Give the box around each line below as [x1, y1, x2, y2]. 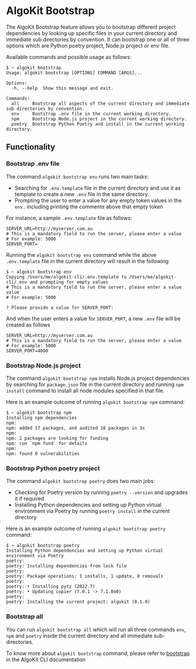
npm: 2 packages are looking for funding [6, 435, 109, 441]
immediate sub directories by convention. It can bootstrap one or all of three [6, 36, 190, 43]
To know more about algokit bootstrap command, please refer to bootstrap [6, 650, 190, 657]
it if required [14, 495, 44, 502]
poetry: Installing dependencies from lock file [6, 563, 127, 569]
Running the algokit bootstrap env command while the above [6, 251, 157, 258]
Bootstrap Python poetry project [6, 464, 101, 472]
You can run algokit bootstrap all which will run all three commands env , [6, 626, 186, 633]
